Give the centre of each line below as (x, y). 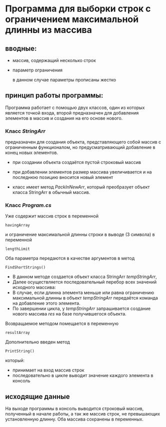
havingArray (17, 225)
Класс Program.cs (28, 205)
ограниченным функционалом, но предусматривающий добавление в (80, 147)
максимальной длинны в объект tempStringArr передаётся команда (85, 298)
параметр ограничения (37, 70)
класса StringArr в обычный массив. (51, 192)
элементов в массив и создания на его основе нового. (64, 118)
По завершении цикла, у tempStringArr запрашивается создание (81, 308)
